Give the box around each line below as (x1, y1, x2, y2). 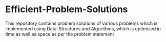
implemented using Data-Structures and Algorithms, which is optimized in (5, 25, 161, 31)
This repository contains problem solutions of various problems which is (5, 20, 158, 26)
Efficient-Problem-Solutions (5, 4, 128, 15)
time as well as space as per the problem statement (5, 31, 114, 37)
